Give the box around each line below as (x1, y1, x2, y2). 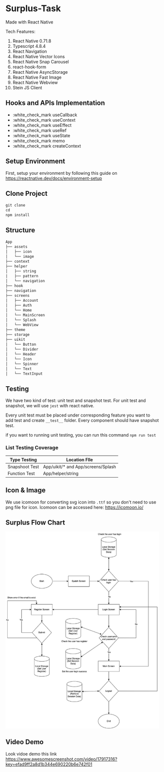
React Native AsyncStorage (12, 69, 68, 75)
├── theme (5, 328, 26, 333)
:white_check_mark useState (12, 132, 71, 138)
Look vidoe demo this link (5, 751, 57, 757)
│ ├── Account (5, 298, 38, 303)
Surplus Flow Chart (5, 519, 65, 526)
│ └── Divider (5, 347, 38, 352)
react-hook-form (12, 64, 47, 70)
